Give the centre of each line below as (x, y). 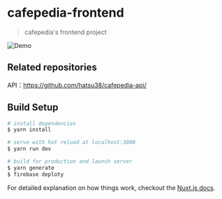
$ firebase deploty (36, 174)
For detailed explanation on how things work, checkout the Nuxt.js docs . (111, 188)
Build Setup (33, 108)
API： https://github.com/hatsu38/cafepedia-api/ (77, 85)
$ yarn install (29, 130)
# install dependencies (42, 123)
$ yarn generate (31, 168)
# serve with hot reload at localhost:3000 (72, 143)
